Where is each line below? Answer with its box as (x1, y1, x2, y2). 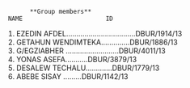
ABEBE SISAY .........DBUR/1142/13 (15, 72, 129, 81)
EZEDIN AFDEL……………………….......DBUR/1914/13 (15, 29, 183, 38)
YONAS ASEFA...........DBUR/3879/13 (15, 55, 137, 64)
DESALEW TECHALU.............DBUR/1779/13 (15, 63, 160, 73)
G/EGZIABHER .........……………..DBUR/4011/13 (15, 46, 166, 56)
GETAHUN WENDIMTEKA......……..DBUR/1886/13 (15, 37, 178, 47)
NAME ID (7, 15, 113, 23)
